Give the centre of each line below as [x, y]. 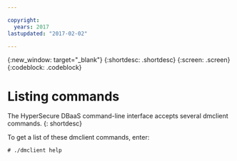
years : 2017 [32, 27]
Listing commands [64, 96]
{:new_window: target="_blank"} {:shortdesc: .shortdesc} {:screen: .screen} [119, 60]
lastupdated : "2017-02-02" [47, 33]
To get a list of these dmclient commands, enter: [79, 137]
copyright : [24, 20]
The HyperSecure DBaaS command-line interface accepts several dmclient [118, 116]
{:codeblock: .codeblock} [45, 68]
